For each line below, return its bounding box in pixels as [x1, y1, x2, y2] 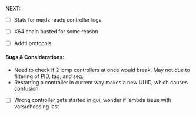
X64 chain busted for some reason [14, 28, 98, 35]
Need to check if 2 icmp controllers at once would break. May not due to [14, 67, 190, 74]
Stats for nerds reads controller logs [14, 16, 102, 23]
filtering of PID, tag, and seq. [14, 73, 84, 80]
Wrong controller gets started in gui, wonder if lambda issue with [14, 97, 172, 104]
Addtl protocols [14, 40, 52, 47]
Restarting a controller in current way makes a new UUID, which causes [14, 79, 188, 86]
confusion [14, 85, 39, 93]
